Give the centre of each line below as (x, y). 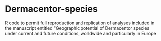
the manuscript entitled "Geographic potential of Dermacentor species (77, 28)
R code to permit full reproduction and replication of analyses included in (80, 23)
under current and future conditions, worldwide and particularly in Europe (80, 33)
